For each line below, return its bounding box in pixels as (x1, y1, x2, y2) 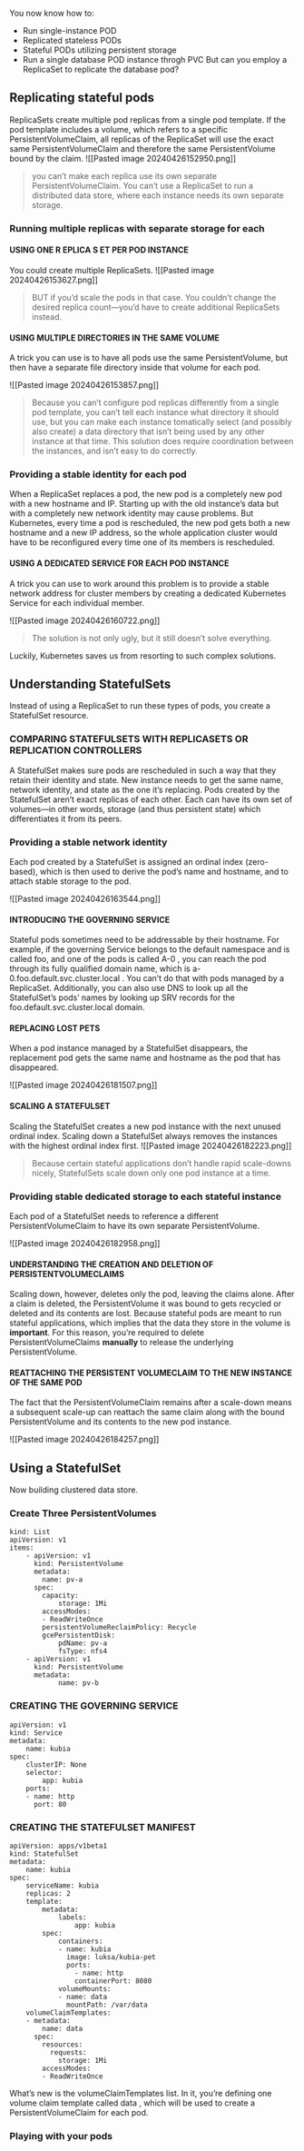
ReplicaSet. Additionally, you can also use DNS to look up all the (9, 983, 249, 994)
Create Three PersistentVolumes (9, 1507, 157, 1520)
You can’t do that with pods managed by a (126, 973, 284, 984)
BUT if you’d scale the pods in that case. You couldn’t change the (31, 292, 277, 302)
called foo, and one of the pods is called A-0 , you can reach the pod (9, 954, 267, 965)
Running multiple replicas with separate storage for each (9, 222, 265, 234)
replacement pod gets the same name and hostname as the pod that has (9, 1053, 281, 1064)
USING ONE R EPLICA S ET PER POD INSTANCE (9, 244, 189, 255)
